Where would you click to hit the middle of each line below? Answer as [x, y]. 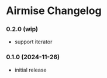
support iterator [33, 42]
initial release [30, 70]
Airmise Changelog [54, 11]
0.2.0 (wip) [22, 29]
